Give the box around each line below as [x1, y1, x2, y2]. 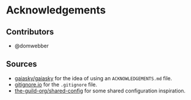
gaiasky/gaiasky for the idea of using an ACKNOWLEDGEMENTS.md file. [14, 74, 172, 82]
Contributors [6, 27, 54, 37]
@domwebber [14, 42, 49, 49]
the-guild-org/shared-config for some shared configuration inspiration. [14, 87, 186, 94]
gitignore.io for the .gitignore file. [14, 81, 98, 88]
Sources [6, 59, 37, 69]
